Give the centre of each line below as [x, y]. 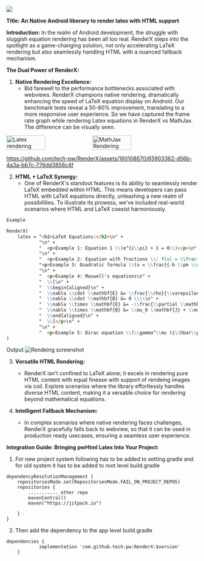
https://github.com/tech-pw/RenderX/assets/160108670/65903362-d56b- [99, 158]
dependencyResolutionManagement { [50, 477]
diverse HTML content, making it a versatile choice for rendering [105, 393]
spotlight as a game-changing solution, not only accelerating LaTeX [90, 45]
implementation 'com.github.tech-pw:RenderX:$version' [110, 547]
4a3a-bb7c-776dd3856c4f [40, 165]
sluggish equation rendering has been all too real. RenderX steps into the [97, 39]
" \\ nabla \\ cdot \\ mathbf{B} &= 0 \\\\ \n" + [99, 299]
